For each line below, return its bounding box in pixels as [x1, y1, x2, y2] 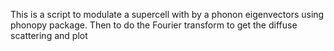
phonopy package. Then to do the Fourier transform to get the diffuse [10, 19, 298, 31]
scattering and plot [10, 30, 88, 41]
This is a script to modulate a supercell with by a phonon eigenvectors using [10, 9, 325, 20]
